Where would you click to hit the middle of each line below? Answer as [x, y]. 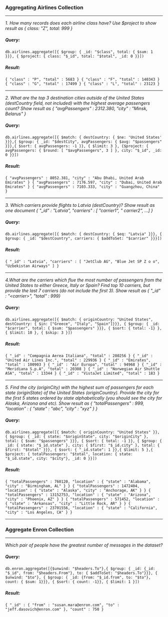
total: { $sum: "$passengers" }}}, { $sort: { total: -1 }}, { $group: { [84, 441]
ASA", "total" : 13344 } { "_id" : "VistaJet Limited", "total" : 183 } [82, 374]
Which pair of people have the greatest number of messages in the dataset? [84, 545]
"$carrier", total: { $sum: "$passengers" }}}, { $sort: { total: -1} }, [84, 329]
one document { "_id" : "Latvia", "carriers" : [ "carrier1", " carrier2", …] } [79, 211]
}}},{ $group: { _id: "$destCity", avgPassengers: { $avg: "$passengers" [84, 142]
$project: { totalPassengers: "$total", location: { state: [69, 454]
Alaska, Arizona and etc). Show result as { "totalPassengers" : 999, [75, 403]
